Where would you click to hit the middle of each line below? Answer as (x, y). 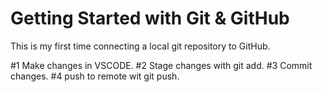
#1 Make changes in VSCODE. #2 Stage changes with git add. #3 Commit (161, 65)
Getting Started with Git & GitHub (150, 18)
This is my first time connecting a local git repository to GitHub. (140, 46)
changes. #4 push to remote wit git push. (95, 76)
